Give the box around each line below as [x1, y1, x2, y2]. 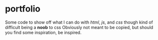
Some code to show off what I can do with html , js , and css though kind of [5, 19, 153, 25]
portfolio [5, 3, 41, 14]
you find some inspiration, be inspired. [5, 29, 81, 35]
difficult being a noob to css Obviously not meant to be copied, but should [5, 24, 154, 30]
